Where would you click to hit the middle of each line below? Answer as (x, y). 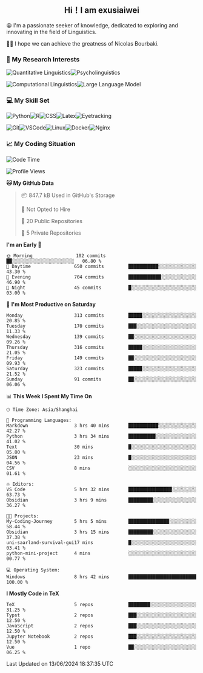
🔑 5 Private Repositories (51, 233)
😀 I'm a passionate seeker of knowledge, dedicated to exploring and (92, 25)
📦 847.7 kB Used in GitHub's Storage (68, 195)
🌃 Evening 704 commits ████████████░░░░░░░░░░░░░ (101, 277)
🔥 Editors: (20, 484)
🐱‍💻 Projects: (23, 516)
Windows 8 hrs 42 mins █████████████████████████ (101, 577)
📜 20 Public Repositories (52, 221)
